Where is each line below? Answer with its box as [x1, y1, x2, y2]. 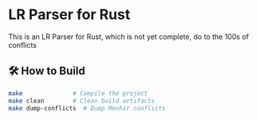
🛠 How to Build [8, 64, 85, 78]
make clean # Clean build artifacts [8, 97, 156, 105]
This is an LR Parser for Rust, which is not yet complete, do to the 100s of [8, 32, 249, 41]
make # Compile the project [8, 89, 148, 97]
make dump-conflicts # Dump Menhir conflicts [8, 104, 166, 112]
